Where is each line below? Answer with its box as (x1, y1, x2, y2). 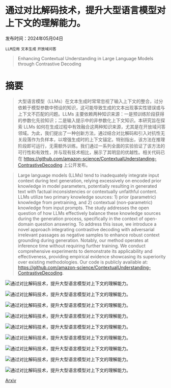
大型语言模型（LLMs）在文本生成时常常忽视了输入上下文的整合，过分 (17, 98, 163, 104)
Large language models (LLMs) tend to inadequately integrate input (17, 172, 159, 178)
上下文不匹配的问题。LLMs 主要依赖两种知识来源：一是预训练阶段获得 (17, 111, 164, 117)
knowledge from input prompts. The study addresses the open (17, 205, 149, 211)
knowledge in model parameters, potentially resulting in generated (17, 183, 157, 189)
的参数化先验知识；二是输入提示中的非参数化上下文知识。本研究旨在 (17, 117, 161, 123)
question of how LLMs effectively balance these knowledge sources (17, 210, 161, 216)
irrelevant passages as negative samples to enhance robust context (17, 232, 160, 238)
